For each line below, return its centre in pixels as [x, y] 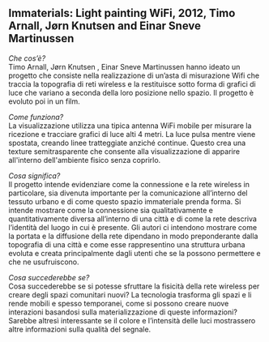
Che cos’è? [27, 58]
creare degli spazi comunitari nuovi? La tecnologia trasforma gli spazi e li [130, 294]
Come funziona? [36, 117]
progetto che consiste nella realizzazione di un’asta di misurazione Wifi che [134, 75]
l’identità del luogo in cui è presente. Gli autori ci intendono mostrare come [133, 227]
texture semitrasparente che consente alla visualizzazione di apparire [124, 151]
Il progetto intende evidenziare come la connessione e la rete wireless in [129, 184]
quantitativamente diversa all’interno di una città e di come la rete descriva [133, 219]
